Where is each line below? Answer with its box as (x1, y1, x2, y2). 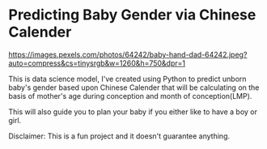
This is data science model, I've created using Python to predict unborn (8, 74, 247, 83)
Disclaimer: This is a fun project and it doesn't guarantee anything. (8, 131, 231, 141)
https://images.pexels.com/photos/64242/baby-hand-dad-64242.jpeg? (8, 49, 248, 59)
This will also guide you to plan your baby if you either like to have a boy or (8, 107, 257, 117)
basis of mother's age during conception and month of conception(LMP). (8, 91, 252, 100)
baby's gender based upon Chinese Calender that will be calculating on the (8, 83, 260, 92)
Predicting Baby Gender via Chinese (8, 6, 256, 24)
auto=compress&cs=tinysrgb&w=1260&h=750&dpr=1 (8, 58, 186, 68)
